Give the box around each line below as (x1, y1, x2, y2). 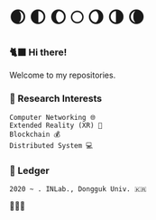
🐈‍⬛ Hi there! (9, 46, 68, 59)
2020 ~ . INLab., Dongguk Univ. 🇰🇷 (9, 185, 147, 194)
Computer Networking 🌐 (9, 113, 96, 122)
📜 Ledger (9, 164, 50, 177)
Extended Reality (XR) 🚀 (9, 121, 103, 130)
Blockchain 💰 (9, 130, 61, 139)
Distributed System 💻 (9, 141, 94, 150)
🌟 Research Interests (9, 92, 102, 105)
